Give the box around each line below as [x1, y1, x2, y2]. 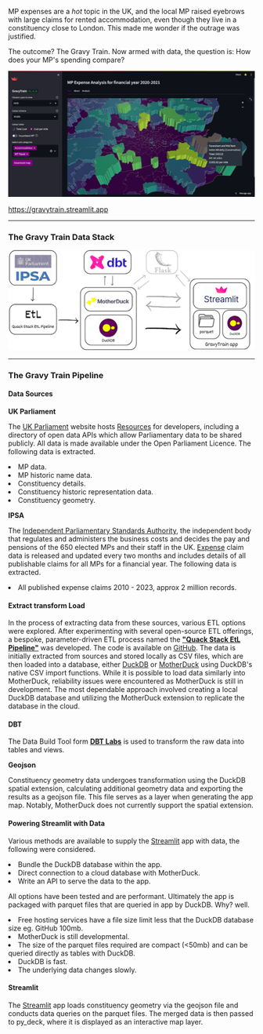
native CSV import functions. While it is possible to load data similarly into [8, 668, 246, 678]
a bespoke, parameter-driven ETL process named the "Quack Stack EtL [8, 635, 241, 644]
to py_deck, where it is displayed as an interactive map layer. [8, 1017, 204, 1026]
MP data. [18, 462, 47, 471]
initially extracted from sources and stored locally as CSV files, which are [8, 651, 244, 661]
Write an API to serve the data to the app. [18, 876, 151, 886]
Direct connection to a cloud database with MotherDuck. [18, 868, 201, 877]
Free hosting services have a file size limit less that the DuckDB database [18, 915, 254, 924]
